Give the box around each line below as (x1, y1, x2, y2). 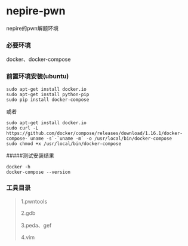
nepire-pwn (6, 4, 66, 18)
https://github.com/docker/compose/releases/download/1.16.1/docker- (6, 130, 183, 136)
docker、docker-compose (6, 56, 71, 63)
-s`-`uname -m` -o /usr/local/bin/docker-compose (46, 136, 172, 142)
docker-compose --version (6, 169, 70, 175)
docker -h (6, 164, 31, 170)
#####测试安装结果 (6, 152, 55, 159)
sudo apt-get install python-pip (6, 91, 90, 97)
